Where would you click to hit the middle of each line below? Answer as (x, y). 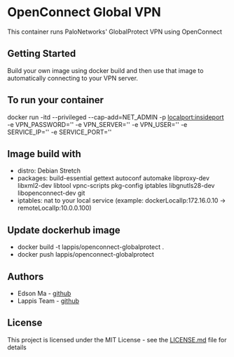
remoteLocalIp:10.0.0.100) (55, 208)
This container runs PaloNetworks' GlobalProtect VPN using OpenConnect (115, 32)
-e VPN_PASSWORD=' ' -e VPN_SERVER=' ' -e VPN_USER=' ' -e (97, 124)
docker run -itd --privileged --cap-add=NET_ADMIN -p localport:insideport (116, 117)
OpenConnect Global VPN (84, 12)
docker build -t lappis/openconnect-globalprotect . (91, 247)
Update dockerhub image (64, 230)
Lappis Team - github (48, 301)
